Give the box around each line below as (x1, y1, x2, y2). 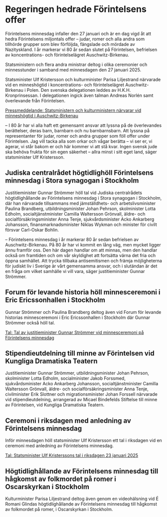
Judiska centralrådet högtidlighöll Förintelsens (5, 169, 154, 177)
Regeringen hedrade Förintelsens (5, 3, 147, 15)
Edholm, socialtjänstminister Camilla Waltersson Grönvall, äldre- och (5, 211, 146, 217)
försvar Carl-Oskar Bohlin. (5, 227, 59, 233)
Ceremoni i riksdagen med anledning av (5, 416, 131, 425)
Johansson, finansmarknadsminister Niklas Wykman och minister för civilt (5, 221, 157, 228)
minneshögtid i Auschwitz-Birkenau (5, 112, 79, 118)
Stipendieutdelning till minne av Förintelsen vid (5, 349, 155, 357)
